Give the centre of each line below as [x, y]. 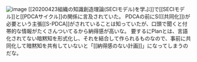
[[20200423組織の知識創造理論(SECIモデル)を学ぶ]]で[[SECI [101, 9]
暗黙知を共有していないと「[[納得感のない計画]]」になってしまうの [107, 46]
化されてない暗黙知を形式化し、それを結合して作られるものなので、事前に [96, 38]
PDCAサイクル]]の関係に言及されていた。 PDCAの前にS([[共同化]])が [107, 16]
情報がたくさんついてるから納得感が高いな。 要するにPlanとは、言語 [105, 31]
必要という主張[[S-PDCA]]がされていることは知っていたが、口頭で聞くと [94, 24]
